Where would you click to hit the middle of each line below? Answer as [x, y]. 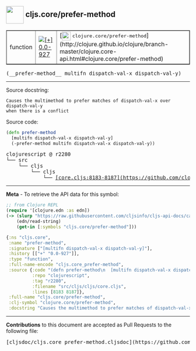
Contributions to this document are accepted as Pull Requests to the [89, 325]
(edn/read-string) [39, 222]
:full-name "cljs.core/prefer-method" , [57, 297]
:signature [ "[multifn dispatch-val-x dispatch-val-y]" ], [80, 248]
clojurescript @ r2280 [38, 154]
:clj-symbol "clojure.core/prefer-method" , [62, 303]
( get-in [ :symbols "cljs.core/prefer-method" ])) [77, 227]
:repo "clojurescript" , [61, 276]
